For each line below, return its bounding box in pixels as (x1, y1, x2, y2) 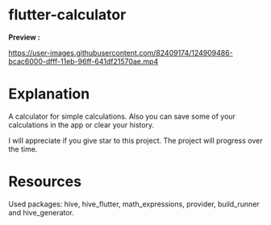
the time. (8, 144, 38, 154)
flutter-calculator (8, 6, 127, 24)
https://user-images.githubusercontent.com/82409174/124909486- (8, 48, 234, 57)
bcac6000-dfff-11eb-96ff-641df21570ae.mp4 (8, 56, 159, 66)
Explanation (8, 85, 90, 103)
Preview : (8, 32, 40, 42)
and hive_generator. (8, 207, 75, 217)
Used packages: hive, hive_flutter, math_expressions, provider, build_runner (8, 199, 260, 209)
